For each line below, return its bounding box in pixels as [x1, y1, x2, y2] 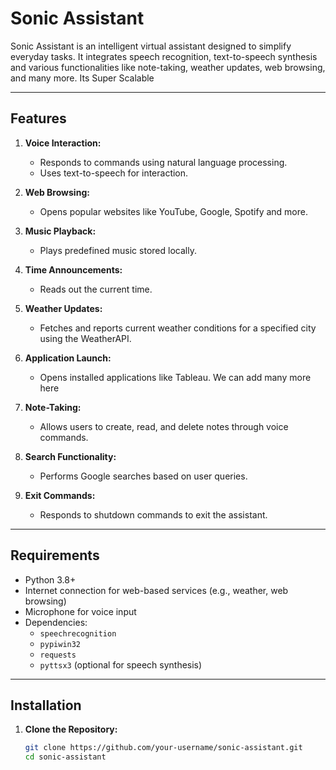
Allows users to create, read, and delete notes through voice [39, 420, 289, 432]
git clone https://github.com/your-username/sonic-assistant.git [24, 743, 303, 753]
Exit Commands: [24, 489, 96, 501]
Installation [10, 697, 82, 714]
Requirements [10, 547, 100, 564]
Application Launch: [24, 352, 112, 364]
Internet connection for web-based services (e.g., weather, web [24, 584, 289, 596]
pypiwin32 [39, 639, 82, 649]
